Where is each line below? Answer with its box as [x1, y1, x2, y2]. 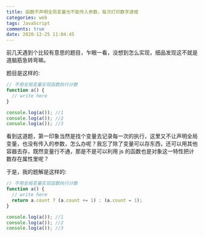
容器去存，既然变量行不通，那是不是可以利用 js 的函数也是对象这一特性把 [6, 148, 189, 155]
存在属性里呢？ [11, 156, 49, 163]
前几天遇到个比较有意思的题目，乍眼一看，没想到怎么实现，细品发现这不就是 [6, 49, 198, 57]
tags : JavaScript [6, 20, 50, 26]
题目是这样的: [6, 69, 41, 77]
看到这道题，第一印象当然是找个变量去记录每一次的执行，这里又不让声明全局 [6, 132, 198, 140]
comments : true [6, 26, 45, 32]
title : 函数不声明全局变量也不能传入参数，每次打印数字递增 [6, 9, 138, 15]
